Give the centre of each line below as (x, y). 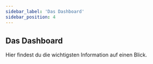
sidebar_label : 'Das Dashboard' (45, 11)
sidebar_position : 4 (31, 17)
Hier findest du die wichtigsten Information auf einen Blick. (76, 55)
